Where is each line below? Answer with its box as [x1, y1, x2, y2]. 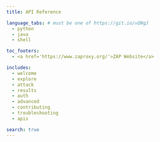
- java [12, 31, 29, 37]
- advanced [12, 99, 40, 105]
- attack [12, 82, 34, 88]
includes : [6, 65, 32, 71]
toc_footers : [6, 48, 40, 54]
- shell [12, 37, 32, 43]
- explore [12, 76, 37, 82]
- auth [12, 93, 29, 99]
